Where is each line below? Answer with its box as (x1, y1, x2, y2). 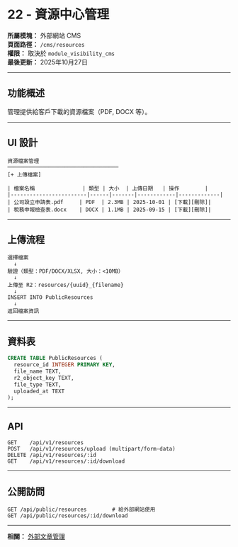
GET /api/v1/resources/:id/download (7, 458, 125, 465)
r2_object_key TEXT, (13, 374, 74, 381)
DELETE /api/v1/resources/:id (7, 451, 97, 459)
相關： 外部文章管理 (7, 532, 65, 541)
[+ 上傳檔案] (7, 171, 42, 178)
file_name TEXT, (13, 368, 62, 375)
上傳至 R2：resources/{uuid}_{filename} (7, 281, 124, 289)
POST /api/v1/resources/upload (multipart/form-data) (7, 446, 176, 453)
